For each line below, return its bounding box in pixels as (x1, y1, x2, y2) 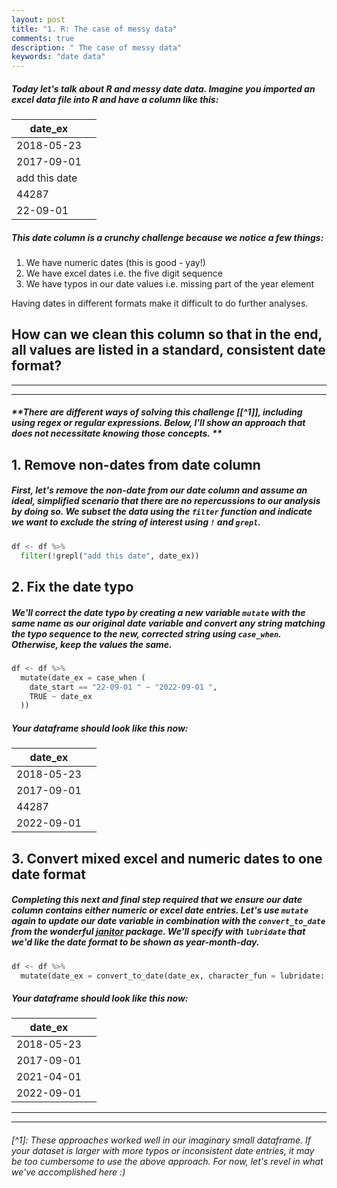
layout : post (11, 14, 66, 25)
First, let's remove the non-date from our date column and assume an (11, 484, 308, 496)
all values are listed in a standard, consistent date (11, 342, 326, 359)
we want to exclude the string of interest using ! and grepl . (11, 516, 262, 528)
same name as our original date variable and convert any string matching (11, 617, 326, 629)
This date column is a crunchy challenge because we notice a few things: (11, 231, 324, 243)
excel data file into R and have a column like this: (11, 93, 219, 105)
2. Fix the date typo (11, 578, 134, 595)
